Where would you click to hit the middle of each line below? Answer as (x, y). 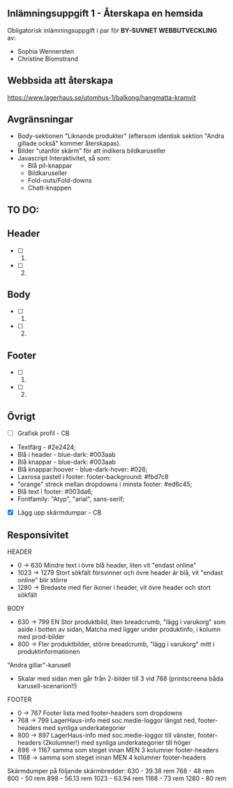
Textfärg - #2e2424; (47, 447)
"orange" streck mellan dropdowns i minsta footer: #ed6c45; (105, 484)
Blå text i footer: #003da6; (55, 492)
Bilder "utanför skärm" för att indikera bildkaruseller (91, 151)
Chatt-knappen (50, 188)
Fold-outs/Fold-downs (60, 181)
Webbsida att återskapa (60, 81)
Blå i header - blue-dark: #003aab (67, 455)
